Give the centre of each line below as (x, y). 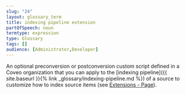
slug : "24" (19, 11)
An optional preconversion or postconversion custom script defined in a (93, 66)
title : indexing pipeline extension (51, 22)
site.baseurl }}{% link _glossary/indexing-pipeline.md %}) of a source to (93, 78)
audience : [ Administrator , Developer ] (52, 50)
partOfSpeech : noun (30, 28)
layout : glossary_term (34, 17)
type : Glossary (25, 39)
